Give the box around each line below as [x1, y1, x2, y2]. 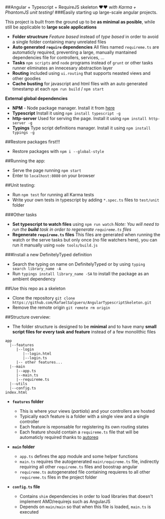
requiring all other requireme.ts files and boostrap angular [19, 464, 138, 469]
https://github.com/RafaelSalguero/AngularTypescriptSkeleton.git [12, 300, 152, 305]
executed [19, 509, 39, 515]
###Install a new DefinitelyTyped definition [5, 252, 92, 257]
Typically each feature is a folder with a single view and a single [19, 413, 149, 419]
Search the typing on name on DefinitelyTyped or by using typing [12, 261, 145, 267]
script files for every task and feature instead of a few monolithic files [12, 329, 156, 335]
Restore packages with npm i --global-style [12, 149, 104, 154]
